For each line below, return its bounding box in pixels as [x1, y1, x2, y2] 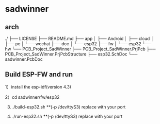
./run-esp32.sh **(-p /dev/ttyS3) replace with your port [12, 113, 123, 119]
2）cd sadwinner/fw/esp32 [5, 94, 60, 100]
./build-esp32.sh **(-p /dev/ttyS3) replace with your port [12, 104, 126, 110]
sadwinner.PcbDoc [5, 56, 43, 62]
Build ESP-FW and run [5, 71, 73, 79]
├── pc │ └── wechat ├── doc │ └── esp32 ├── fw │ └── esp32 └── [5, 41, 152, 47]
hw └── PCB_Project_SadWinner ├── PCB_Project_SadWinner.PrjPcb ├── [5, 46, 156, 52]
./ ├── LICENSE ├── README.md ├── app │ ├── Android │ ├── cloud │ [5, 35, 154, 41]
